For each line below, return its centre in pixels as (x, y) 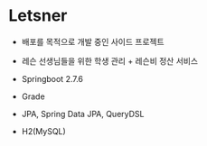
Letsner (38, 16)
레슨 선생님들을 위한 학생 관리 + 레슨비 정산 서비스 (110, 60)
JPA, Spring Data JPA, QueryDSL (83, 114)
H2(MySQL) (44, 131)
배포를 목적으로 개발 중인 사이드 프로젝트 (93, 41)
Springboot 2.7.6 (52, 78)
